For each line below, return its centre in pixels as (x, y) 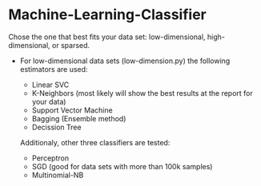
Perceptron (50, 158)
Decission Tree (56, 127)
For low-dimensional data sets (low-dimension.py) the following (125, 61)
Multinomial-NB (58, 175)
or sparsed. (71, 45)
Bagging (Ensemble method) (79, 118)
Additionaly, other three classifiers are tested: (95, 142)
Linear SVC (50, 85)
